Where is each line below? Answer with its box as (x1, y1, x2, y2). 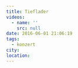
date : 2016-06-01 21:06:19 (6, 31, 73, 37)
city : (6, 47, 19, 53)
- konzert (11, 42, 35, 48)
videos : (6, 14, 25, 20)
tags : (6, 36, 19, 42)
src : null (17, 25, 41, 31)
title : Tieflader (6, 8, 49, 15)
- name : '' (11, 20, 38, 25)
